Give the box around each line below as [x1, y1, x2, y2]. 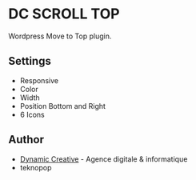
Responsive [19, 75, 58, 85]
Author [8, 133, 44, 146]
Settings [8, 54, 52, 68]
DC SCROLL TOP [8, 5, 120, 23]
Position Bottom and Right [19, 101, 106, 110]
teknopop [19, 162, 52, 172]
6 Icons [19, 110, 46, 119]
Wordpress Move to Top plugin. [8, 31, 112, 41]
